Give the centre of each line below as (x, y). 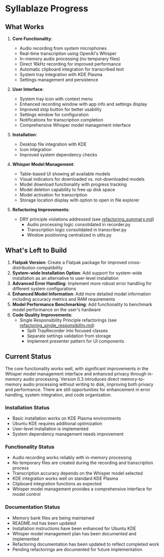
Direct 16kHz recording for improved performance (70, 64)
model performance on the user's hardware (56, 310)
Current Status (28, 357)
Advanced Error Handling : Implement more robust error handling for (82, 283)
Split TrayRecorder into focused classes (67, 330)
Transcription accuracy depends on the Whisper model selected (77, 473)
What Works (25, 27)
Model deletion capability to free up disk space (67, 190)
